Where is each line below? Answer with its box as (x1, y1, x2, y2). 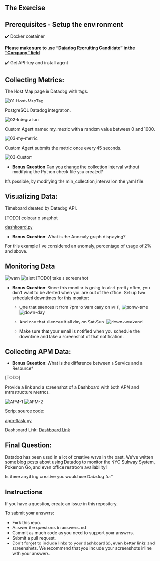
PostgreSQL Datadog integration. (5, 107, 71, 113)
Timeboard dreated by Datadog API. (5, 205, 77, 211)
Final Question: (5, 441, 52, 449)
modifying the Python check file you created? (12, 169, 103, 175)
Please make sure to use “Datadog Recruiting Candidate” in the (5, 45, 135, 51)
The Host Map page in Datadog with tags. (5, 88, 89, 94)
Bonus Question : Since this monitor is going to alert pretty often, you (12, 284, 150, 290)
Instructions (5, 488, 43, 496)
